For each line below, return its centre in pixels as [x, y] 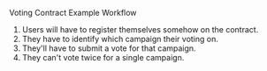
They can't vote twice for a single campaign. [103, 57]
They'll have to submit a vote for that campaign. [109, 48]
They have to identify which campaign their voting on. [120, 39]
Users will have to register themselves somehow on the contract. [140, 29]
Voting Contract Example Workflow [73, 13]
